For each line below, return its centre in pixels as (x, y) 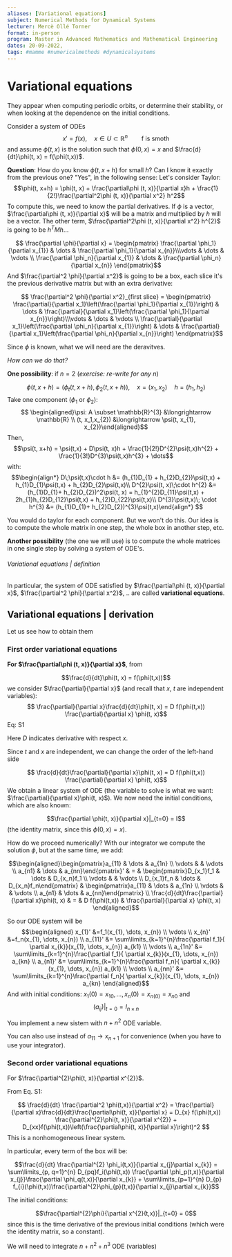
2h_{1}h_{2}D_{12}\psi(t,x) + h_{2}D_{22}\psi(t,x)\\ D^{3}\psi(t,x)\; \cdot (116, 499)
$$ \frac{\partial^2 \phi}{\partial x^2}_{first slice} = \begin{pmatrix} (116, 297)
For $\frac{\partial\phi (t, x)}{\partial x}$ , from (75, 664)
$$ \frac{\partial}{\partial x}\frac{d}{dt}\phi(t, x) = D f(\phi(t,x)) (116, 707)
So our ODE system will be (45, 921)
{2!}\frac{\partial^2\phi (79, 196)
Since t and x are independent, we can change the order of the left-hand (110, 752)
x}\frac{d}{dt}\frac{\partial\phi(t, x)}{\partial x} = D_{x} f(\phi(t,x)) (128, 1112)
